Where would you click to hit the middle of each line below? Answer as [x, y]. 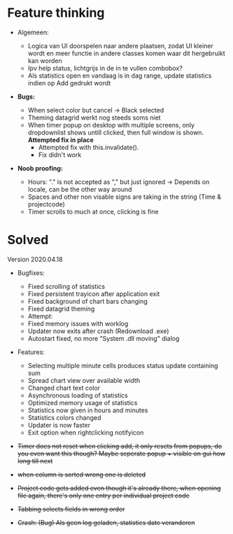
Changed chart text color [64, 388]
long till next [35, 461]
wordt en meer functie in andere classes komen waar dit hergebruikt [126, 53]
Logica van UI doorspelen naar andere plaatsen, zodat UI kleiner [120, 45]
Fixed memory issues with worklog [78, 323]
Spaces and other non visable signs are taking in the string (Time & [125, 197]
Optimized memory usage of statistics [83, 402]
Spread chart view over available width [84, 380]
